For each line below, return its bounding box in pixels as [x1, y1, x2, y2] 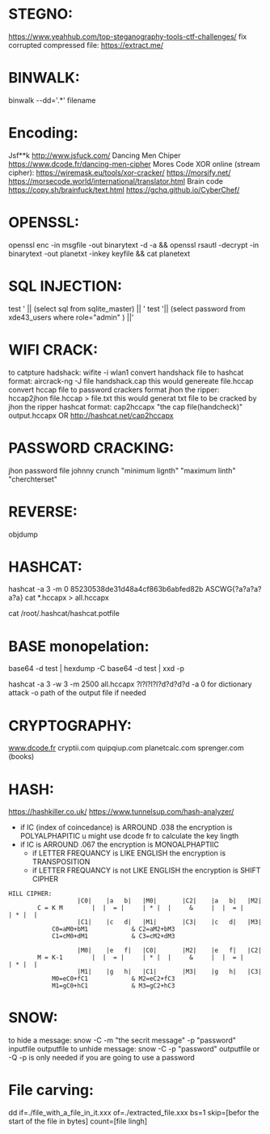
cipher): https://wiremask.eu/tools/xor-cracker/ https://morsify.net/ [8, 168, 231, 177]
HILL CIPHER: [8, 890, 53, 898]
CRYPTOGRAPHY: [8, 716, 132, 735]
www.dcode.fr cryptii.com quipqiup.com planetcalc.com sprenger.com [8, 743, 244, 753]
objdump [8, 529, 39, 539]
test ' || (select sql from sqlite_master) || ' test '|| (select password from [8, 304, 246, 313]
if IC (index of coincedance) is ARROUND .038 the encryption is [19, 822, 233, 832]
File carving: [8, 1081, 95, 1099]
